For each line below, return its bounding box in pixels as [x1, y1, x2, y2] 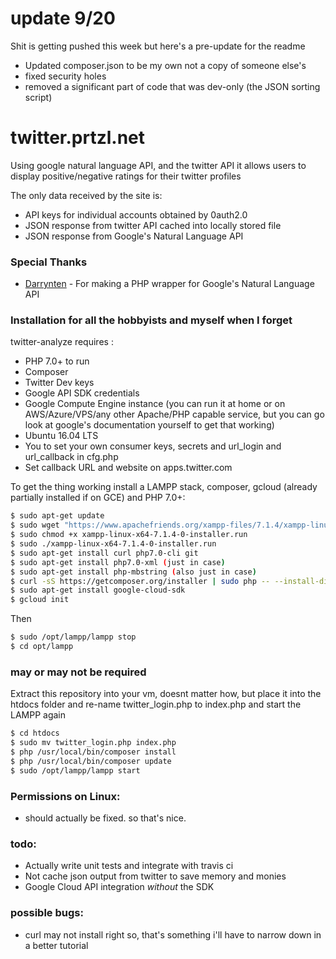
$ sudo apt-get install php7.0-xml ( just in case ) [10, 557, 226, 567]
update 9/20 [10, 7, 116, 30]
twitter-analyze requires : [10, 336, 114, 348]
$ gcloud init [10, 595, 70, 605]
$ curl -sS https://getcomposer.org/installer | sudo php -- [10, 576, 271, 586]
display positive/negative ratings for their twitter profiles [10, 170, 242, 182]
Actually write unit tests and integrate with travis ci [24, 860, 234, 872]
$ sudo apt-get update [10, 511, 105, 521]
